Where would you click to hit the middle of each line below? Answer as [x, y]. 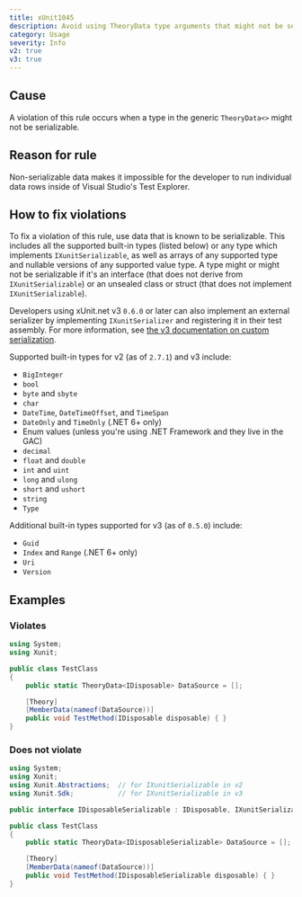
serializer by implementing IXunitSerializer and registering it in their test [146, 321]
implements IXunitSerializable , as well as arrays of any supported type [144, 255]
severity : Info [38, 43]
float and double [54, 460]
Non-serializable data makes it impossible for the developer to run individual [151, 177]
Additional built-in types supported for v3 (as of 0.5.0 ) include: [126, 526]
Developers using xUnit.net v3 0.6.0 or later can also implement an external [150, 311]
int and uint [46, 470]
